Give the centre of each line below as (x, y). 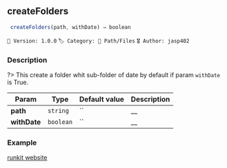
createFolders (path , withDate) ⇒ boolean (70, 27)
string (58, 111)
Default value (101, 99)
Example (22, 143)
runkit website (27, 158)
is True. (18, 82)
